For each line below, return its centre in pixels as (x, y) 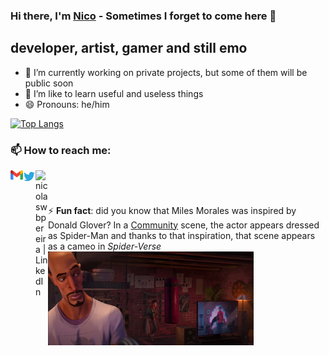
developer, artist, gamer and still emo (129, 48)
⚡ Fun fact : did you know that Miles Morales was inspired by (172, 210)
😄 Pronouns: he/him (67, 104)
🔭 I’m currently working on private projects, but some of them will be (166, 72)
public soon (49, 83)
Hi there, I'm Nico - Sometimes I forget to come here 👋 (143, 16)
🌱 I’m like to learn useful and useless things (114, 93)
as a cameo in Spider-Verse (105, 246)
